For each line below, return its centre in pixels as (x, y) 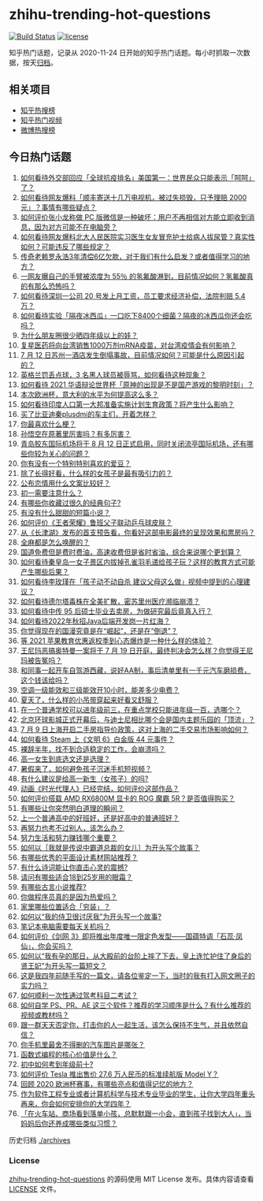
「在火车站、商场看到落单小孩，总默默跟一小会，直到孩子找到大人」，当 (136, 1114)
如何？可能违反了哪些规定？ (65, 247)
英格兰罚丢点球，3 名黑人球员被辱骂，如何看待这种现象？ (113, 374)
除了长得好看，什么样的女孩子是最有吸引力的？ (96, 473)
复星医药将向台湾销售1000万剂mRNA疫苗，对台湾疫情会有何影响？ (128, 345)
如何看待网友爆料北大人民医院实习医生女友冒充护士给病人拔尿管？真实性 (137, 236)
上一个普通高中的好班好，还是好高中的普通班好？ (100, 818)
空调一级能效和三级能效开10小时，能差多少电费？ (100, 690)
